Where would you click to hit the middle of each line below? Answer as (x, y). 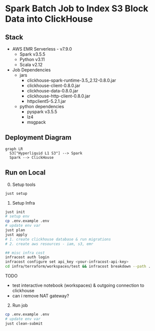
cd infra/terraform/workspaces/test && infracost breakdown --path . (78, 267)
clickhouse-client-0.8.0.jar (54, 86)
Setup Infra (24, 203)
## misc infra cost (25, 253)
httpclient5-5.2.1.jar (46, 101)
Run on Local (25, 173)
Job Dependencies (31, 70)
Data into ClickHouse (49, 19)
